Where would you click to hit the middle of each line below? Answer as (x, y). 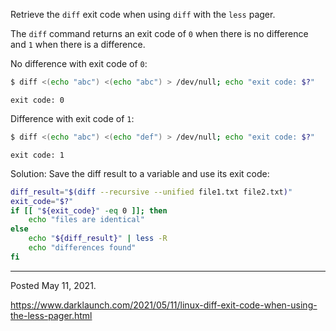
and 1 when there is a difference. (78, 44)
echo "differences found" (82, 248)
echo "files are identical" (86, 220)
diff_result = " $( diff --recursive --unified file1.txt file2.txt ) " (151, 192)
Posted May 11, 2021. (53, 285)
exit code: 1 (37, 155)
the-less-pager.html (51, 315)
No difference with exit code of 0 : (79, 63)
